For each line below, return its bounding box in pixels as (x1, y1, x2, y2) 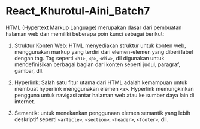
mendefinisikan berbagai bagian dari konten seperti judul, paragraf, (14, 61, 181, 68)
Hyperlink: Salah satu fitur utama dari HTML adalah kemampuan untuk (14, 79, 188, 86)
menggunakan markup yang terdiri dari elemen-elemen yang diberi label (14, 48, 193, 55)
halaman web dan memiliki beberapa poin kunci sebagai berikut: (5, 30, 165, 37)
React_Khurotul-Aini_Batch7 (5, 4, 150, 18)
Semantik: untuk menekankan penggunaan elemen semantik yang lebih (14, 109, 191, 116)
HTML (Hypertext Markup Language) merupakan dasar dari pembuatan (5, 24, 182, 31)
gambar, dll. (14, 67, 44, 74)
